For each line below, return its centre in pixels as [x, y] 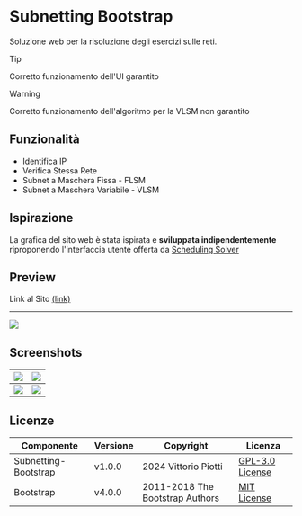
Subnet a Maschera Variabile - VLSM [91, 190]
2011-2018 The [178, 487]
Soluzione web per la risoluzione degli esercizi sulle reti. [113, 41]
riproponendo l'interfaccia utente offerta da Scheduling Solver [124, 249]
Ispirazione [41, 218]
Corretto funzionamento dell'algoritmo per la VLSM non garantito [129, 111]
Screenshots [46, 352]
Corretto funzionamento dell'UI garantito [84, 76]
